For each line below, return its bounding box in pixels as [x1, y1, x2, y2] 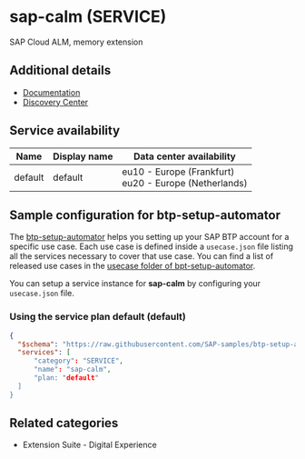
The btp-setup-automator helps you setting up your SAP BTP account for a [9, 232, 290, 243]
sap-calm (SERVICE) [9, 6, 167, 27]
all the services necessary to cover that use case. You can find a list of [9, 251, 274, 262]
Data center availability [133, 150, 236, 163]
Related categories [9, 415, 119, 431]
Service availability [9, 123, 121, 138]
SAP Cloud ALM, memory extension [9, 36, 143, 47]
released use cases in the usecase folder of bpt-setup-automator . [9, 261, 256, 272]
